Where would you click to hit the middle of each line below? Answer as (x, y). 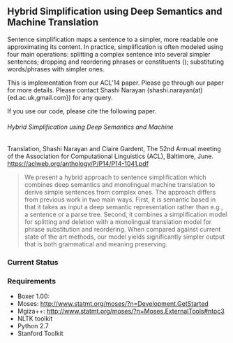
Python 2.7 (33, 326)
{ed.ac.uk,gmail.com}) (39, 97)
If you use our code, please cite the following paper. (82, 111)
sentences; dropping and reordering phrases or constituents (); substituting (116, 62)
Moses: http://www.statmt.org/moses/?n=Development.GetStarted (113, 304)
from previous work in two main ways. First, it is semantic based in (120, 199)
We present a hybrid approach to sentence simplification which (115, 177)
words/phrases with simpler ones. (56, 69)
